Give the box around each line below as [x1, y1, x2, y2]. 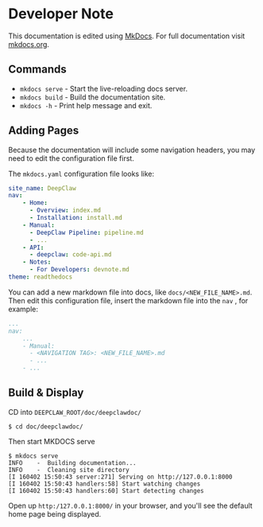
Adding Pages [8, 124, 79, 138]
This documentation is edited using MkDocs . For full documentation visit [8, 31, 246, 41]
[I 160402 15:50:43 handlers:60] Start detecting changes [8, 486, 204, 494]
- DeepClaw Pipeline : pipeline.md [29, 228, 145, 236]
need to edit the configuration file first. [8, 153, 135, 163]
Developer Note [8, 5, 114, 23]
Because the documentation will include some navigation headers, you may [8, 145, 256, 154]
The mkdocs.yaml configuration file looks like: [8, 169, 155, 178]
